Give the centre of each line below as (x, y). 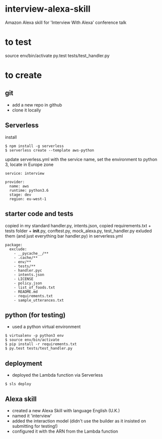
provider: (15, 182)
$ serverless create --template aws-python (50, 150)
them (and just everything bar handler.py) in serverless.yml (64, 236)
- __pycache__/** (31, 253)
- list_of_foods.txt (34, 287)
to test (18, 42)
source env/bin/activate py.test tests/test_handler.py (57, 55)
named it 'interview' (32, 416)
